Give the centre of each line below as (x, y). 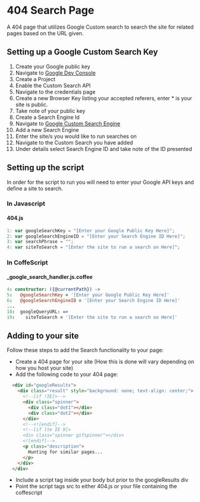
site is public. (32, 104)
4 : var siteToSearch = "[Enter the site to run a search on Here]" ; (93, 247)
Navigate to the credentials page (55, 92)
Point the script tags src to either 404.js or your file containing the (96, 486)
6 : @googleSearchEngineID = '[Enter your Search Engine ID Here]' (93, 301)
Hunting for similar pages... (65, 452)
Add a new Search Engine (47, 130)
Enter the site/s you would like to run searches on (76, 136)
